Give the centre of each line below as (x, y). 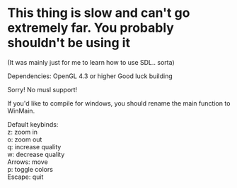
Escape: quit (25, 177)
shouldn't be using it (69, 43)
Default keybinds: (33, 124)
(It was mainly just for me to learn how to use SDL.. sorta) (91, 62)
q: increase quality (34, 146)
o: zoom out (25, 139)
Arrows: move (28, 162)
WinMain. (21, 111)
